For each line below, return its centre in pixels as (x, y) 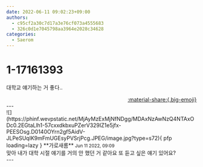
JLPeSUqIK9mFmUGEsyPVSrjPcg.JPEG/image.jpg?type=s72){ (84, 138)
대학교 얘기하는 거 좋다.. (34, 87)
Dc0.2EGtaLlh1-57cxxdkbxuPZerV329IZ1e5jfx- (64, 125)
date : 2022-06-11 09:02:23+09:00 (48, 12)
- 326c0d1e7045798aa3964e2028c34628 (58, 29)
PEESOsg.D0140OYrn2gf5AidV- (46, 131)
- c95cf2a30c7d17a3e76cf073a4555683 (58, 23)
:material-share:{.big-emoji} (162, 99)
